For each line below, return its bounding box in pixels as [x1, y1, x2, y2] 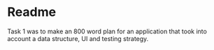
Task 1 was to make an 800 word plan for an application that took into [7, 27, 208, 35]
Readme [7, 4, 57, 20]
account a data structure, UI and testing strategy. [7, 34, 149, 42]
